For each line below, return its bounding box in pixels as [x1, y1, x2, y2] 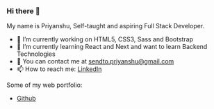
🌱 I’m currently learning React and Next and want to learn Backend [16, 43, 208, 51]
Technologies [16, 50, 56, 58]
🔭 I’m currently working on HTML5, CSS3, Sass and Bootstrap [16, 35, 194, 43]
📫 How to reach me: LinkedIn [16, 65, 102, 73]
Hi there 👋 [6, 6, 41, 16]
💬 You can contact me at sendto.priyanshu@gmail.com [16, 57, 174, 66]
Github [16, 95, 36, 103]
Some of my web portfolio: [6, 81, 83, 89]
